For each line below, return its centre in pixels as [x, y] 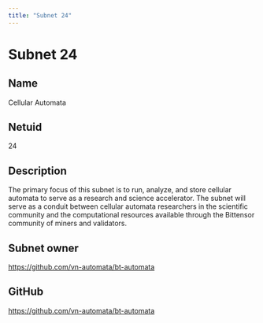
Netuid [25, 127]
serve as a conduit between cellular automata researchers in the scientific [128, 206]
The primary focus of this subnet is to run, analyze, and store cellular [120, 190]
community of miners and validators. [68, 223]
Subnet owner [43, 248]
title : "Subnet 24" [40, 15]
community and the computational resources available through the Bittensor [131, 215]
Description [37, 171]
